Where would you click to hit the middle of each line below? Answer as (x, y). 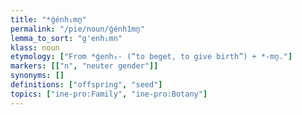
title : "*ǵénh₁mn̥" (48, 19)
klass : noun (35, 47)
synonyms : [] (37, 76)
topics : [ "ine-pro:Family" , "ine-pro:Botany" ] (109, 94)
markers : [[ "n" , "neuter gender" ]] (84, 66)
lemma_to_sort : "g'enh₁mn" (66, 38)
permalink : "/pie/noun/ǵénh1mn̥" (77, 29)
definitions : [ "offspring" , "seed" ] (86, 85)
